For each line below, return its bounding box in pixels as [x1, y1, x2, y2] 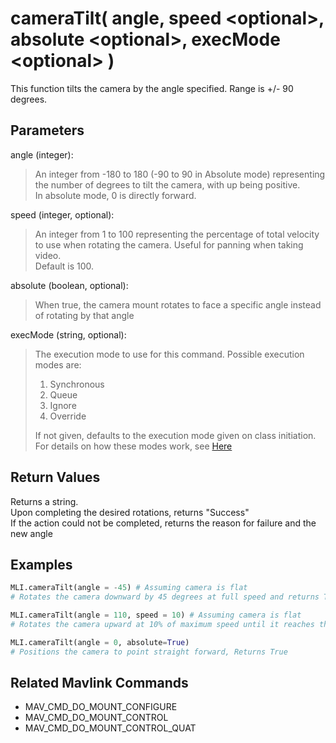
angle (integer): [10, 148, 74, 161]
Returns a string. [10, 495, 79, 507]
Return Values [10, 469, 101, 486]
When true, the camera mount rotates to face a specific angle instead [34, 298, 322, 311]
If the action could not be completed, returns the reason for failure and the [10, 517, 317, 529]
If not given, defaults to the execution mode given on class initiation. [34, 429, 317, 441]
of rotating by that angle [34, 309, 135, 321]
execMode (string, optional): [10, 328, 127, 341]
